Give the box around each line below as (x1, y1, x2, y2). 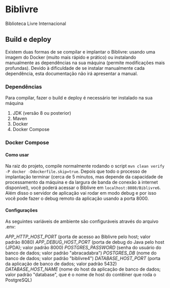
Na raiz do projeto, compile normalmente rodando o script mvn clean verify (5, 163, 165, 169)
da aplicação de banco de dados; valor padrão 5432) (5, 261, 117, 267)
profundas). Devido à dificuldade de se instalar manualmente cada (5, 65, 145, 71)
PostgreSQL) (5, 277, 32, 283)
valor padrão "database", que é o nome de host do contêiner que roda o (5, 272, 156, 278)
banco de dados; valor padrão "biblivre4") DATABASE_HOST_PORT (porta (5, 255, 161, 261)
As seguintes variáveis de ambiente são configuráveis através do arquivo (5, 218, 159, 225)
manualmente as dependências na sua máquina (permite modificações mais (5, 60, 165, 66)
